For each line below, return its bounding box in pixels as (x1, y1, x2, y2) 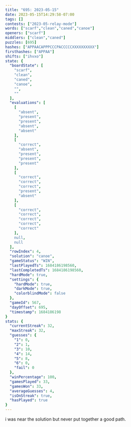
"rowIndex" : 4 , (9, 249, 41, 254)
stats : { (5, 318, 23, 324)
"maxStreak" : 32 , (9, 328, 46, 333)
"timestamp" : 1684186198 (9, 309, 61, 314)
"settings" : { (9, 277, 39, 282)
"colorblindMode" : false (14, 291, 66, 296)
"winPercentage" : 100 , (9, 374, 57, 379)
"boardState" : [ (9, 63, 43, 68)
